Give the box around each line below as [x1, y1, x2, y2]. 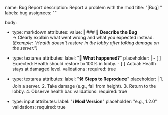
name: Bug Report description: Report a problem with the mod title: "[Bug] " [5, 5, 162, 10]
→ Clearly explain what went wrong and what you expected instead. [12, 35, 154, 40]
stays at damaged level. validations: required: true [12, 66, 116, 72]
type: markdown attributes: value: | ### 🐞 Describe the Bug [12, 29, 137, 35]
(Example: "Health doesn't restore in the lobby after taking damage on [12, 40, 159, 46]
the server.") [12, 45, 38, 51]
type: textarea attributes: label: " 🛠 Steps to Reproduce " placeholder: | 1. [12, 76, 164, 82]
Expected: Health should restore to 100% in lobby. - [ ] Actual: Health [12, 61, 156, 66]
